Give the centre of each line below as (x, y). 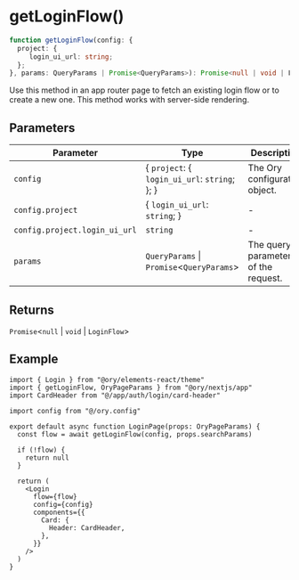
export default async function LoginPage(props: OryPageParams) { (135, 426)
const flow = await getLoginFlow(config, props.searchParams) (135, 434)
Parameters (42, 128)
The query (270, 245)
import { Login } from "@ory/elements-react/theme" (107, 380)
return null (47, 457)
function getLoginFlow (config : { (71, 40)
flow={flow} (55, 496)
